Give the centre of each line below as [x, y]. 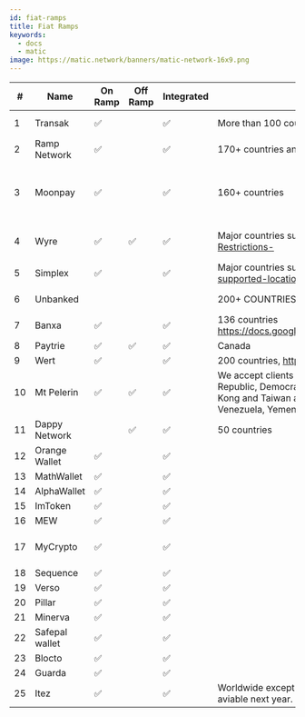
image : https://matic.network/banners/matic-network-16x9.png [129, 60]
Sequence [57, 573]
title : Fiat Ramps [44, 26]
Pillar [45, 602]
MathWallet [59, 476]
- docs [30, 43]
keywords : [28, 35]
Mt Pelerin [57, 392]
